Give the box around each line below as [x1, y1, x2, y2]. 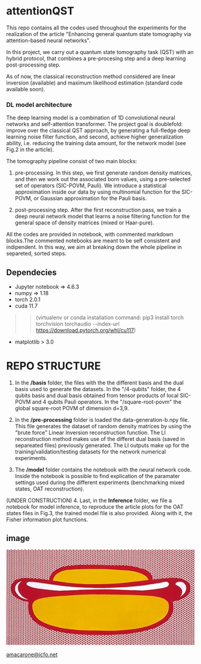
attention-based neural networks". [6, 37, 91, 44]
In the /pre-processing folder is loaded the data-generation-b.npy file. [14, 416, 190, 423]
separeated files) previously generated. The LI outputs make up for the [14, 441, 190, 449]
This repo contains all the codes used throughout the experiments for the [6, 24, 187, 31]
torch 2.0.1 [14, 296, 41, 304]
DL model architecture [6, 100, 72, 109]
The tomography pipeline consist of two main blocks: [6, 158, 138, 165]
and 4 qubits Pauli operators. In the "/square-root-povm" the [32, 398, 182, 405]
